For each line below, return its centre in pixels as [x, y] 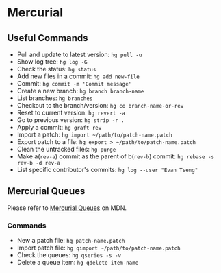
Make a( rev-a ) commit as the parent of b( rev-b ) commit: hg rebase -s [115, 156]
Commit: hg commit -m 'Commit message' [74, 83]
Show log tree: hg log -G [52, 62]
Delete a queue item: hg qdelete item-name [78, 263]
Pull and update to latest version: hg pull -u [79, 54]
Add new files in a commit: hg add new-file [78, 76]
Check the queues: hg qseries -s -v [69, 255]
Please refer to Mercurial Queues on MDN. [67, 208]
